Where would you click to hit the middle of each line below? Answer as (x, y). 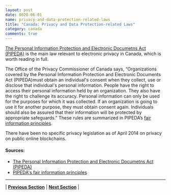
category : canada (24, 29)
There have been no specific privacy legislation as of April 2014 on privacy (83, 133)
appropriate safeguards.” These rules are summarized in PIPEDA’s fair (78, 118)
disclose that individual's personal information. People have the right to (80, 85)
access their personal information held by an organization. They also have (83, 91)
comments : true (21, 34)
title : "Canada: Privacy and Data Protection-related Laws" (70, 24)
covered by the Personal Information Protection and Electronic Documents (83, 74)
